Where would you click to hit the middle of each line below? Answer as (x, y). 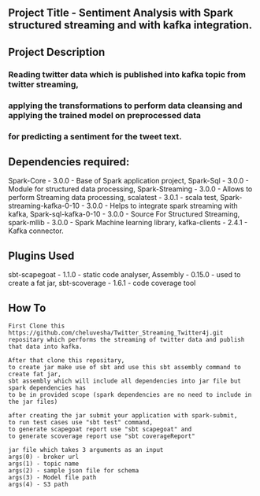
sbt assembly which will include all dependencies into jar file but (125, 381)
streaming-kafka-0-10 (44, 206)
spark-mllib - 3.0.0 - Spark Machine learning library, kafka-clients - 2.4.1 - (128, 223)
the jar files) (33, 402)
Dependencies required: (69, 162)
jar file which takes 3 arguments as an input (86, 450)
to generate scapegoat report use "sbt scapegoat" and (100, 429)
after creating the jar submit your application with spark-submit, (123, 415)
